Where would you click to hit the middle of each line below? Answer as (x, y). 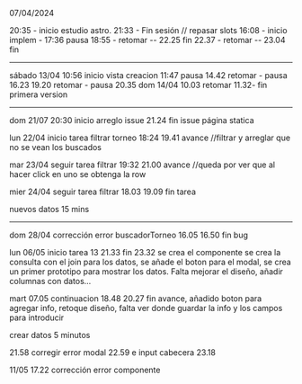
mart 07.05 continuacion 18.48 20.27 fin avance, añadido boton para (136, 299)
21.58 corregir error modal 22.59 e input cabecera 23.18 (112, 353)
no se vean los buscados (55, 147)
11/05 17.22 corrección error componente (85, 370)
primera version (39, 94)
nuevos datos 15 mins (49, 209)
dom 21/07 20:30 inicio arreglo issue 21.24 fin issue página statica (132, 120)
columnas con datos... (50, 281)
